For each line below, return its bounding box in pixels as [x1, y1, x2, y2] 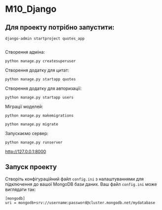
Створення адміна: [5, 49, 45, 55]
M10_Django [5, 3, 57, 15]
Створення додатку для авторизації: [5, 85, 82, 91]
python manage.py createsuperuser [5, 59, 76, 64]
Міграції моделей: [5, 104, 43, 109]
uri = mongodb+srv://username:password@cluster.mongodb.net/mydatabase [5, 200, 155, 205]
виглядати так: [5, 186, 36, 192]
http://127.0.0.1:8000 [5, 149, 46, 154]
